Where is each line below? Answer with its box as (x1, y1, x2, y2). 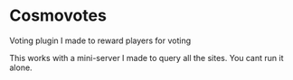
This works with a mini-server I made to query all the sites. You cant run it (9, 52, 284, 63)
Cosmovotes (9, 5, 107, 26)
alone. (9, 62, 33, 73)
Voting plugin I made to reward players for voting (9, 35, 192, 46)
